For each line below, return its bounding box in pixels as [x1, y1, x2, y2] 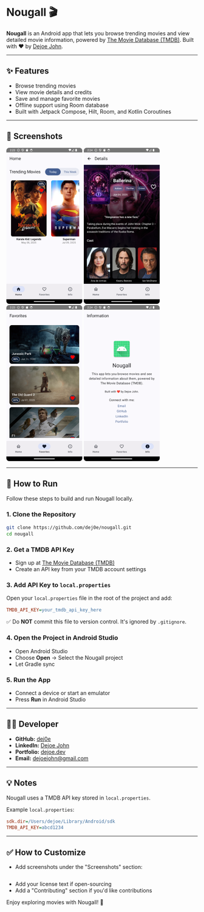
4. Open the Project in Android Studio [6, 634, 118, 642]
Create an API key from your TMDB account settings [15, 566, 147, 573]
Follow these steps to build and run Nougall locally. [6, 495, 134, 502]
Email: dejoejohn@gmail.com [15, 755, 89, 762]
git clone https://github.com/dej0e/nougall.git [6, 524, 132, 531]
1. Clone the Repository [6, 510, 76, 518]
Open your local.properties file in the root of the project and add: [6, 594, 172, 602]
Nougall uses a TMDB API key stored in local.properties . [6, 794, 151, 801]
